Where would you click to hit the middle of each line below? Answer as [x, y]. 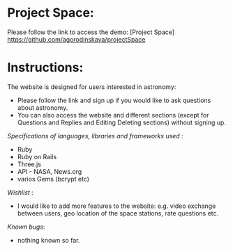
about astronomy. [43, 107]
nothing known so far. [48, 240]
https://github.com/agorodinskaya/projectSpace [76, 39]
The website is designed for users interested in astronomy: [92, 87]
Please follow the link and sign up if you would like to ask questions [114, 100]
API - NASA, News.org [50, 171]
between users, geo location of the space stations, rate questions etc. [118, 213]
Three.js [29, 164]
